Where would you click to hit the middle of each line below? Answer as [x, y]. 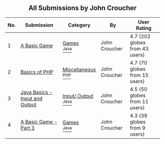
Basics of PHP [37, 72]
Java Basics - [37, 92]
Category [79, 25]
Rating [144, 28]
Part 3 [27, 128]
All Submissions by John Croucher [82, 8]
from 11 [139, 101]
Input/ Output [78, 96]
